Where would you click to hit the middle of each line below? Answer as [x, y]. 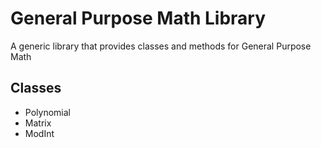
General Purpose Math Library [138, 18]
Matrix [38, 123]
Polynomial [47, 112]
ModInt [39, 133]
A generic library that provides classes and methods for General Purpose [161, 46]
